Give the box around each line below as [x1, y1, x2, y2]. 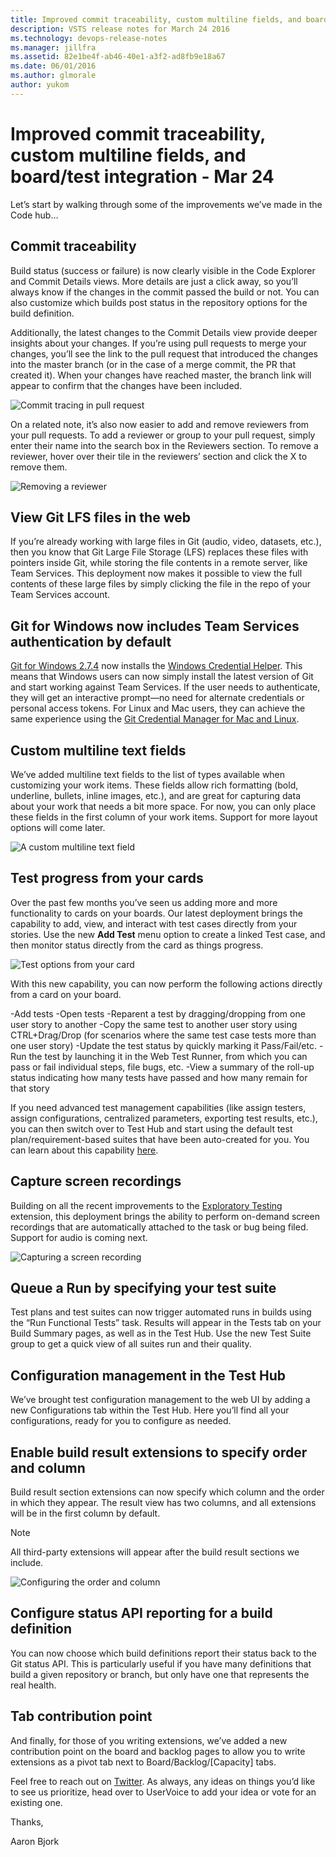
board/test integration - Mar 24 [10, 165, 275, 188]
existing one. [10, 1796, 63, 1808]
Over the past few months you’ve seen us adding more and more [10, 896, 278, 908]
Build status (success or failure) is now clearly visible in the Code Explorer [10, 264, 316, 276]
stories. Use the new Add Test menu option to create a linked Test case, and [10, 928, 326, 940]
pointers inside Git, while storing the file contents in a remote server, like [10, 557, 308, 569]
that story [10, 1082, 50, 1094]
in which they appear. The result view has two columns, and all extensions [10, 1497, 317, 1508]
